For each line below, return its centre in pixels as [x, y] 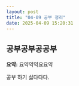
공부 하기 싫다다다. [28, 77]
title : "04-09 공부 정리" [36, 17]
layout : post [22, 12]
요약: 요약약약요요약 [30, 64]
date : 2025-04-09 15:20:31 [40, 23]
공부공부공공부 [32, 49]
